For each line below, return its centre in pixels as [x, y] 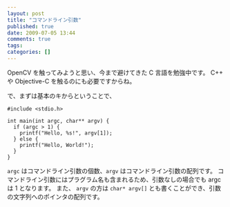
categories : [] [29, 52]
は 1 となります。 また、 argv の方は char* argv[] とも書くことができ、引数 [114, 188]
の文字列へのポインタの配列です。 [55, 197]
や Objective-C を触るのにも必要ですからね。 [71, 81]
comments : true [29, 39]
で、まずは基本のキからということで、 [61, 96]
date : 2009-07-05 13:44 [41, 33]
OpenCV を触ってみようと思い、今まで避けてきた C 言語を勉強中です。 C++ [115, 72]
